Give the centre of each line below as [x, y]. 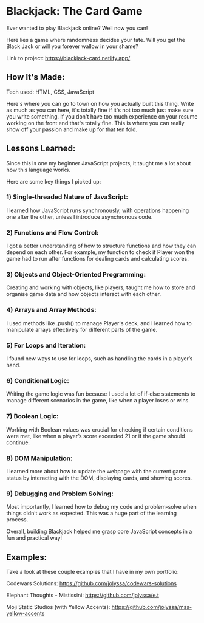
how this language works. [39, 170]
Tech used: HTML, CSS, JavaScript [50, 92]
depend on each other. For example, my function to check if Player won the [100, 252]
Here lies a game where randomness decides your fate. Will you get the [96, 40]
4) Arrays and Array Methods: [52, 310]
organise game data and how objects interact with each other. [84, 294]
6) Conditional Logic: [38, 380]
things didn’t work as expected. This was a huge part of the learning [92, 513]
